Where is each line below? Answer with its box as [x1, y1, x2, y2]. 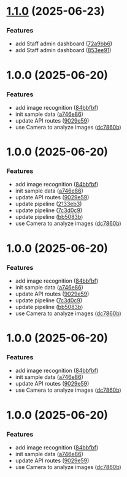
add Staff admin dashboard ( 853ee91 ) [15, 47, 112, 54]
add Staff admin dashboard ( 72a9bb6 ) [15, 40, 112, 47]
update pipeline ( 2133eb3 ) [15, 200, 82, 208]
